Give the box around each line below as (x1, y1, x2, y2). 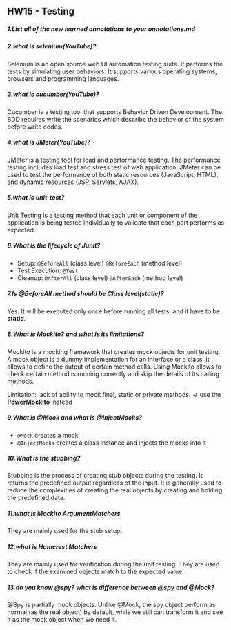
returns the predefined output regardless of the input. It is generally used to (7, 479, 222, 487)
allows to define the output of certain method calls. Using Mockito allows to (7, 362, 222, 371)
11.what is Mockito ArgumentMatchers (7, 510, 121, 518)
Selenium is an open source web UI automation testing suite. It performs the (7, 59, 223, 68)
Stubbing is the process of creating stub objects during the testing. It (7, 472, 203, 480)
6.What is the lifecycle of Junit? (7, 241, 101, 250)
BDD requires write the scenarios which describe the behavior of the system (7, 115, 224, 123)
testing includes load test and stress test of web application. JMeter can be (7, 163, 221, 172)
